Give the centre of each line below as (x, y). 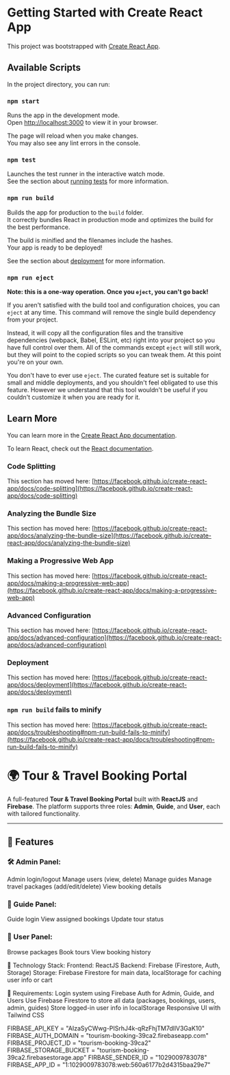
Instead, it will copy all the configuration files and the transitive (95, 333)
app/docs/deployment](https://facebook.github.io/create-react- (97, 685)
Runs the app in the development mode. (63, 115)
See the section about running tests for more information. (88, 181)
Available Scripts (44, 68)
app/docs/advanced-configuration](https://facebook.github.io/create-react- (115, 637)
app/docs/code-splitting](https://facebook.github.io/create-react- (100, 489)
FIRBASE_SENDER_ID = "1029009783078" (148, 1057)
